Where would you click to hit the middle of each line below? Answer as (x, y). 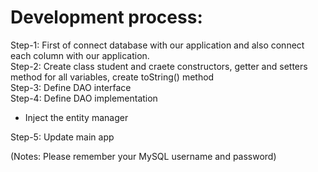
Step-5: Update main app (62, 137)
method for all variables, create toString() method (112, 77)
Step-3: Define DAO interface (71, 87)
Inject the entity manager (76, 117)
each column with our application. (80, 55)
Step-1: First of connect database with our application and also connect (157, 45)
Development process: (106, 17)
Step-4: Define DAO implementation (84, 98)
